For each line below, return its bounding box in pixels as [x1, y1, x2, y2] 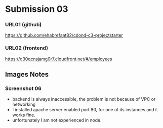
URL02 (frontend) [5, 44, 48, 51]
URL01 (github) [5, 21, 42, 28]
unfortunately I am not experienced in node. [12, 117, 102, 123]
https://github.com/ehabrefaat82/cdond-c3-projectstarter [5, 32, 123, 38]
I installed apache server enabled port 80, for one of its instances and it [12, 107, 158, 113]
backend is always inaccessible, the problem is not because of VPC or [12, 96, 156, 102]
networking [12, 101, 36, 107]
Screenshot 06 [5, 85, 42, 92]
